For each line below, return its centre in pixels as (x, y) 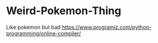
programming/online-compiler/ (43, 33)
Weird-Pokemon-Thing (64, 11)
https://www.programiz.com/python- (107, 27)
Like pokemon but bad (33, 27)
